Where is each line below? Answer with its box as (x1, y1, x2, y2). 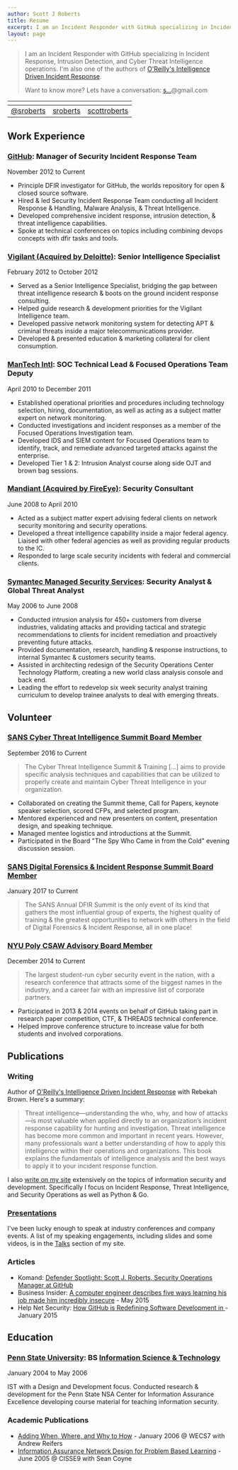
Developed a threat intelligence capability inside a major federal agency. (17, 529, 229, 537)
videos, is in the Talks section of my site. (7, 1239, 126, 1248)
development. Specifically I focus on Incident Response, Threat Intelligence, (7, 1183, 229, 1192)
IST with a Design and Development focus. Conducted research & (7, 1383, 199, 1391)
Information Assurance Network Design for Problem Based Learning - (17, 1447, 222, 1455)
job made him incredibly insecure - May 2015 (17, 1295, 149, 1304)
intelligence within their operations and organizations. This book (24, 1146, 212, 1155)
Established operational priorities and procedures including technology (17, 398, 225, 407)
